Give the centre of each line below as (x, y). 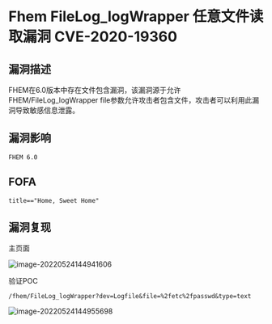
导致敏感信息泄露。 (47, 110)
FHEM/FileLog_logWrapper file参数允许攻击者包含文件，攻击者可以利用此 (130, 100)
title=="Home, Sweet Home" (54, 200)
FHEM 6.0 (23, 157)
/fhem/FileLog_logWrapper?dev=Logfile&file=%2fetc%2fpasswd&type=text (130, 297)
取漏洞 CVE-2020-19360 (93, 37)
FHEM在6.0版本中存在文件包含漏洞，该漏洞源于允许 (95, 90)
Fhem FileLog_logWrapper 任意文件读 (136, 17)
